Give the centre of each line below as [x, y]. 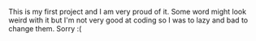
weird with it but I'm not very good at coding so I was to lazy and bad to [128, 20]
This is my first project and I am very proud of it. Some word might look [127, 12]
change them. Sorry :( [45, 29]
